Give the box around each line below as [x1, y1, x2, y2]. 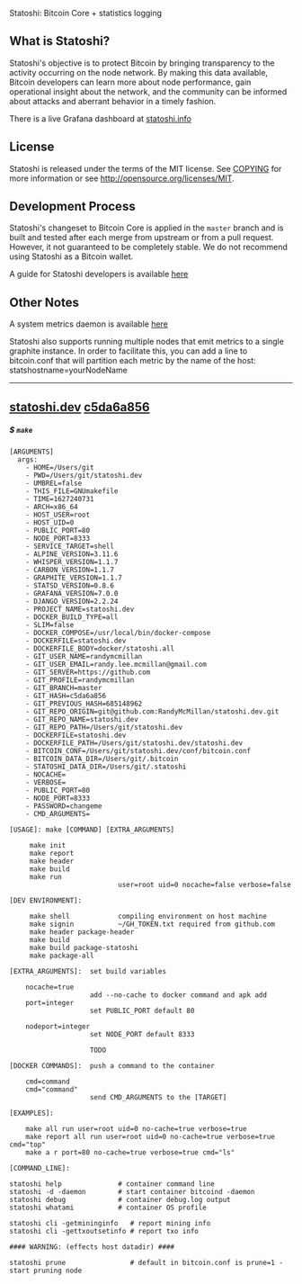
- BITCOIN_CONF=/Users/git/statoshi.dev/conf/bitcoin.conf [25, 746, 252, 755]
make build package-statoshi [29, 943, 139, 952]
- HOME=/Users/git [25, 462, 94, 471]
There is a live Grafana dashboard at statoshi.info [9, 112, 191, 124]
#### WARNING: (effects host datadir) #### [9, 1242, 175, 1252]
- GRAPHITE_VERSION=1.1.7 [25, 573, 123, 582]
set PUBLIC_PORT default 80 [89, 1006, 195, 1015]
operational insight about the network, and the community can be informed [9, 85, 288, 97]
